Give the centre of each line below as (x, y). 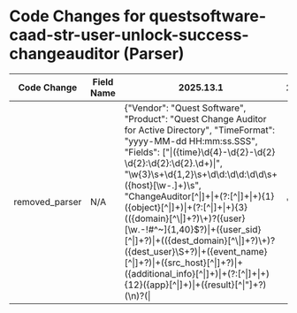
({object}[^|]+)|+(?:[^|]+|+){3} (186, 207)
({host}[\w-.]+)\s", (163, 185)
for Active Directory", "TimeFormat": (200, 130)
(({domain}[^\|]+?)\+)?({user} (185, 218)
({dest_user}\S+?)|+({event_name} (196, 251)
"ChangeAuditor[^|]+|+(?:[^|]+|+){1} (199, 196)
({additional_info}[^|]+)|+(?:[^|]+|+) (197, 273)
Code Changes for (77, 16)
